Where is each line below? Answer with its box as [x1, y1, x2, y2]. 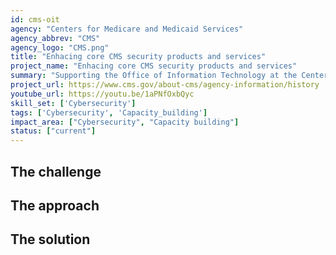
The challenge [10, 163, 102, 180]
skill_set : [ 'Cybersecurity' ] [10, 98, 137, 108]
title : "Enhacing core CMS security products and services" [10, 52, 267, 62]
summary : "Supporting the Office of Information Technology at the [10, 71, 298, 81]
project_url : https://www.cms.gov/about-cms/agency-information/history [10, 80, 320, 90]
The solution [10, 231, 91, 248]
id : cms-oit [10, 14, 60, 25]
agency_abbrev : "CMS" [10, 33, 101, 43]
